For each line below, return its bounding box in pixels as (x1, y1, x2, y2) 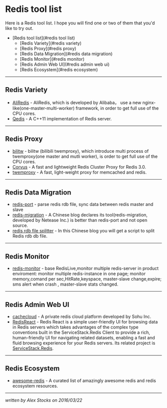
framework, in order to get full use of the (76, 105, 159, 111)
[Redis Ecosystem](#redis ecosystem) (19, 66, 98, 73)
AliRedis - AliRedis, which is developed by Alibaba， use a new (12, 100, 142, 105)
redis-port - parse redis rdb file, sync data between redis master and (12, 202, 154, 207)
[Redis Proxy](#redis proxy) (19, 45, 77, 51)
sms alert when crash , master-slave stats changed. (12, 281, 118, 287)
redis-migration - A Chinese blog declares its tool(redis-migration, (12, 212, 148, 218)
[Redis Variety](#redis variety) (19, 40, 82, 46)
